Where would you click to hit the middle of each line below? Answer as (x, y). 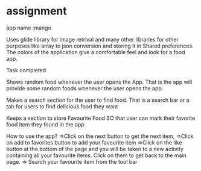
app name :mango (29, 28)
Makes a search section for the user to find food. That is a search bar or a (98, 100)
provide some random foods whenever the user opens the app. (85, 88)
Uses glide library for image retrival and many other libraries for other (93, 39)
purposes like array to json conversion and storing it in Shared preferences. (100, 46)
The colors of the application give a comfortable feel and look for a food (96, 52)
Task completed (26, 70)
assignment (37, 11)
